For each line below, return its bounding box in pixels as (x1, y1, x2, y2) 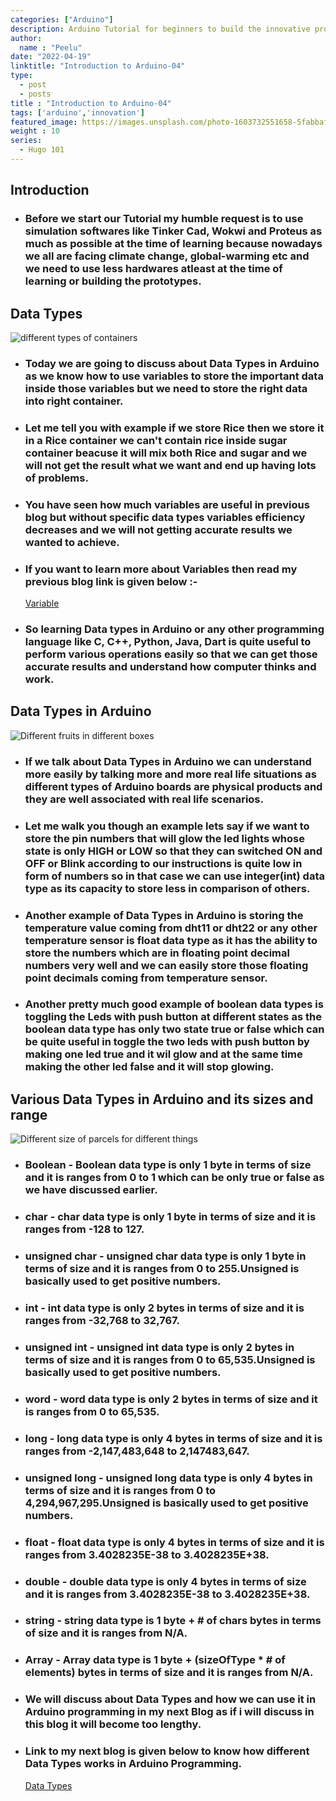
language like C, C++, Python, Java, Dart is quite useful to (24, 634, 312, 648)
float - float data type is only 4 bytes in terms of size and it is (24, 1535, 325, 1549)
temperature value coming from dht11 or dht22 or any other (24, 921, 318, 935)
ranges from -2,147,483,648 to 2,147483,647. (24, 1444, 250, 1458)
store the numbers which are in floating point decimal (24, 946, 290, 960)
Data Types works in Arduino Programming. (24, 1757, 242, 1771)
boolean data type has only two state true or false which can (24, 1022, 325, 1036)
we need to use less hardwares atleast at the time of (24, 262, 283, 276)
